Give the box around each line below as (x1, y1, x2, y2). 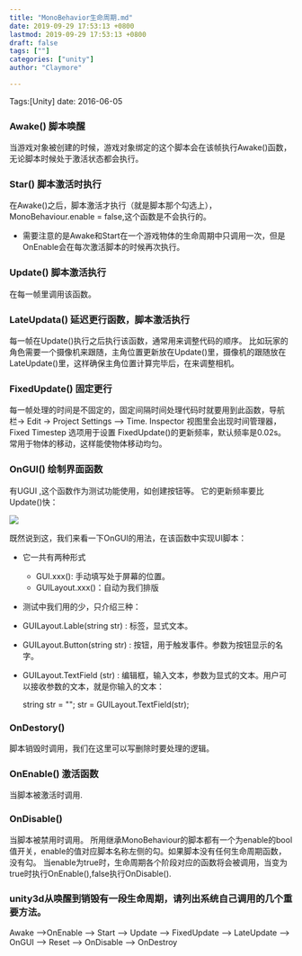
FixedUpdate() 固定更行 (9, 382, 112, 395)
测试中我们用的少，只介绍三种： (22, 601, 141, 612)
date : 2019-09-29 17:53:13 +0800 (9, 22, 135, 31)
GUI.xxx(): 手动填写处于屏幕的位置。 (35, 570, 171, 581)
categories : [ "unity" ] (9, 55, 94, 64)
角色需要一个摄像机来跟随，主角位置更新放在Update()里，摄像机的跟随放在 (9, 347, 287, 358)
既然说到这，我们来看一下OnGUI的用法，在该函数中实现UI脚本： (9, 532, 247, 543)
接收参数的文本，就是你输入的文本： (30, 681, 164, 692)
